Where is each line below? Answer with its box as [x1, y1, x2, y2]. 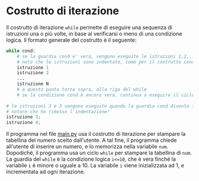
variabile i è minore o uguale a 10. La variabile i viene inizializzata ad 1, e [6, 162, 185, 169]
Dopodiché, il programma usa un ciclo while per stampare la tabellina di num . [6, 150, 192, 157]
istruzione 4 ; [6, 120, 41, 126]
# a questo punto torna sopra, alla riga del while [17, 87, 147, 93]
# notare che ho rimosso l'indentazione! [6, 109, 110, 115]
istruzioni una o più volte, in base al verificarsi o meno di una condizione [6, 30, 182, 37]
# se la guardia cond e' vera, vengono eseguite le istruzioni [17, 53, 176, 59]
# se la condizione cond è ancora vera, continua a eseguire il [17, 92, 179, 98]
